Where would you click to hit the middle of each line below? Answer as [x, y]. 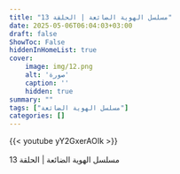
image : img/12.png [59, 67]
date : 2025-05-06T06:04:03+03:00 [71, 26]
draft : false [33, 34]
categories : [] [37, 116]
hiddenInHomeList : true [53, 50]
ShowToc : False [37, 42]
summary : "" [31, 99]
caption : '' [47, 83]
